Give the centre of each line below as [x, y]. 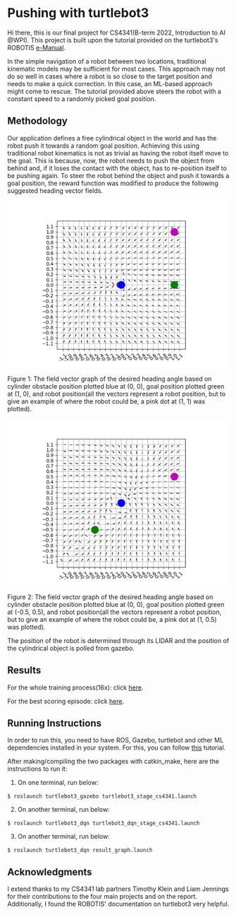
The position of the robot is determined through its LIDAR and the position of [118, 640]
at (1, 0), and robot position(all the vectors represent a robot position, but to [117, 394]
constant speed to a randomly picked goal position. [82, 99]
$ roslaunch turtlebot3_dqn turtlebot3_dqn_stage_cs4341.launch [104, 823]
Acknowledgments [50, 872]
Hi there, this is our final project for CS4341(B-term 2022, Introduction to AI [117, 33]
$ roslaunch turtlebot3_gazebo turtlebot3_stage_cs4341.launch [102, 796]
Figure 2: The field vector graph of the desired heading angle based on [110, 597]
